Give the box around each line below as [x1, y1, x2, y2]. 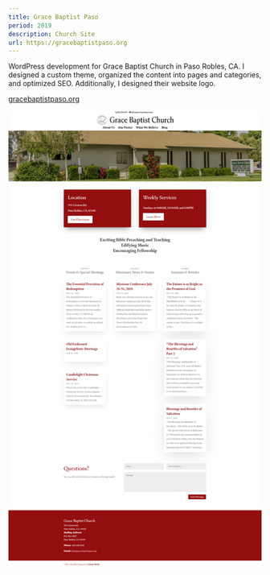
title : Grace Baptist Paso [8, 13, 99, 21]
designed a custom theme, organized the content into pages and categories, [8, 70, 262, 80]
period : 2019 [8, 21, 52, 30]
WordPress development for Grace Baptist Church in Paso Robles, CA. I [8, 61, 245, 72]
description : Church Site [8, 30, 95, 38]
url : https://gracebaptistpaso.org [8, 39, 128, 47]
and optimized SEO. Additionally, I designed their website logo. [8, 79, 216, 89]
